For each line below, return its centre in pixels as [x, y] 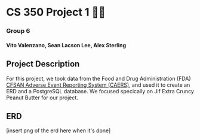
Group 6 [18, 31]
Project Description [43, 64]
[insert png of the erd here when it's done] [59, 130]
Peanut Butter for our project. [42, 98]
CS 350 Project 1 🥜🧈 [56, 12]
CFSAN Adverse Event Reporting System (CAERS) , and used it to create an [98, 85]
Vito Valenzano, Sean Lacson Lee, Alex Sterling [66, 45]
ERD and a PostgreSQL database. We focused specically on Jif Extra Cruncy [100, 91]
